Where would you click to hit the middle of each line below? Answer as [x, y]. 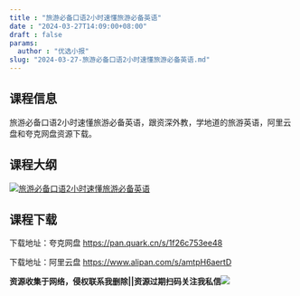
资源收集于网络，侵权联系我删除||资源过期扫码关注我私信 [115, 282]
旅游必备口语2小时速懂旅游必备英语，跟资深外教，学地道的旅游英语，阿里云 [150, 122]
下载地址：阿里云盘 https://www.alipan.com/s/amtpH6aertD [121, 263]
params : [24, 43]
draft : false [36, 34]
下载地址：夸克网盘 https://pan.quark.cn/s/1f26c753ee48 [116, 243]
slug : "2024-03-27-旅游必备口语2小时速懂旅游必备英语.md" [110, 60]
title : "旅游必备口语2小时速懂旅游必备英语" [86, 18]
